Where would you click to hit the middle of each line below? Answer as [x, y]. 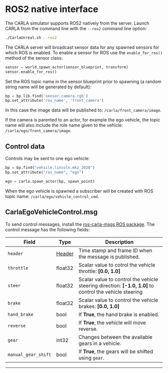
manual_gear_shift [29, 354]
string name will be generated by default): [48, 87]
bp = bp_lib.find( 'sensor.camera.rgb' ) [47, 96]
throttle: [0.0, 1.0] [99, 271]
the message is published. [109, 257]
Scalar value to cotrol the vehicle [117, 265]
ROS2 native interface [52, 9]
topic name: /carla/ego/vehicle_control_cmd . [52, 196]
